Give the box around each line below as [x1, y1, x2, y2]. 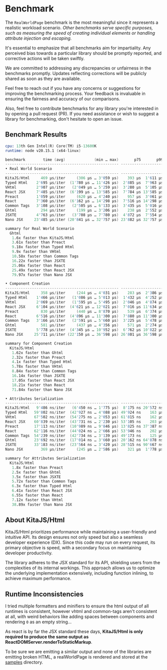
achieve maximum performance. [5, 576, 72, 582]
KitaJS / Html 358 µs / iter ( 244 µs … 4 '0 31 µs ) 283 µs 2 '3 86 [5, 291, 157, 296]
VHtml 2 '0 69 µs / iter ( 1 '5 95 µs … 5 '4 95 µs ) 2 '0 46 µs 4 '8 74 [5, 299, 157, 304]
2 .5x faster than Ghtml [11, 470, 61, 475]
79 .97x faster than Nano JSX [11, 272, 72, 277]
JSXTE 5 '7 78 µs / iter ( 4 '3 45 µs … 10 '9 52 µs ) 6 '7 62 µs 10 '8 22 [5, 327, 157, 333]
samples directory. [5, 659, 43, 666]
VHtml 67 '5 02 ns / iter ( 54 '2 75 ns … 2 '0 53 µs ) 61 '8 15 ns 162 [5, 415, 157, 420]
